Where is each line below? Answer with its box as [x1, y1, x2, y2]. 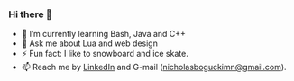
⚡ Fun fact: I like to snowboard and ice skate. [21, 49, 188, 59]
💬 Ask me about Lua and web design [21, 38, 159, 49]
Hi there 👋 [8, 8, 53, 21]
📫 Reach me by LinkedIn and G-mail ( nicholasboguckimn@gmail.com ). [21, 62, 287, 73]
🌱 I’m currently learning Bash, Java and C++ [21, 29, 187, 40]
